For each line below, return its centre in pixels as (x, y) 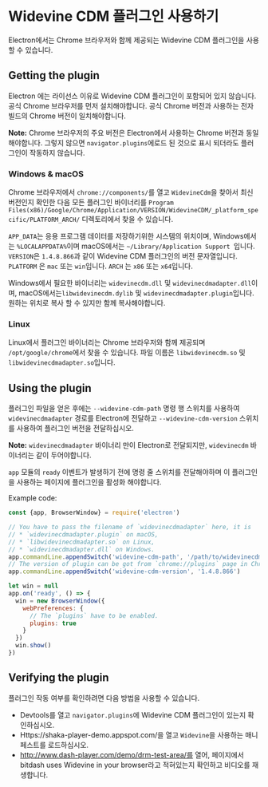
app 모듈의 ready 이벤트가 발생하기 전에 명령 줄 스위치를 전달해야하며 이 (119, 473)
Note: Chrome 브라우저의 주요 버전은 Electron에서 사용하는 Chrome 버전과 (126, 132)
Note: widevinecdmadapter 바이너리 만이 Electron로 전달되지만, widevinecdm (128, 445)
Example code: (33, 498)
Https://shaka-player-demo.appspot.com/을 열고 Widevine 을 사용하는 (131, 734)
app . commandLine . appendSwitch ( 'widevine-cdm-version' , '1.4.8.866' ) (124, 571)
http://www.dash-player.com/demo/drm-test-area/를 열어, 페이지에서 (132, 754)
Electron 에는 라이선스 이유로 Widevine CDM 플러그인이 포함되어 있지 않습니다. (132, 96)
